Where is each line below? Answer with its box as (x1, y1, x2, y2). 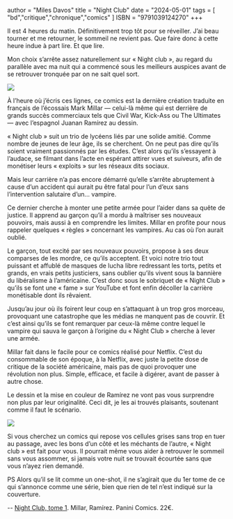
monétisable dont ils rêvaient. (7, 291, 92, 299)
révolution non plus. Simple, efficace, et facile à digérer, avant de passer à (7, 370, 220, 378)
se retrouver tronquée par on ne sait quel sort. (7, 70, 140, 78)
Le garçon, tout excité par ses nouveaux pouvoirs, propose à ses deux (7, 247, 209, 255)
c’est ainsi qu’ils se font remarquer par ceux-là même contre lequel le (7, 320, 206, 327)
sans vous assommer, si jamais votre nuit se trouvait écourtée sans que (7, 454, 212, 463)
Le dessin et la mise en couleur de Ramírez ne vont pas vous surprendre (7, 391, 214, 399)
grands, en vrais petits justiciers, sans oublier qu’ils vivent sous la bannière (7, 269, 223, 277)
